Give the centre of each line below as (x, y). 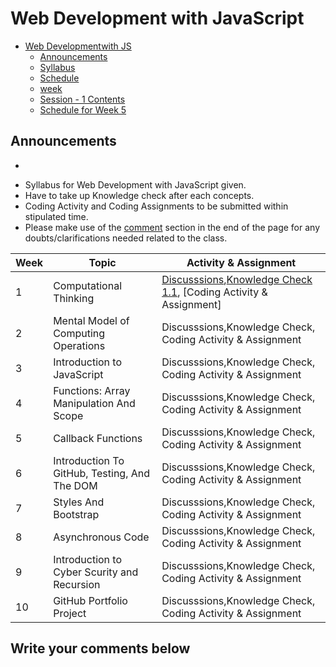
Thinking (74, 298)
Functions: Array (92, 390)
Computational (88, 285)
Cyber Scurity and (96, 572)
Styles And (79, 502)
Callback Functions (98, 438)
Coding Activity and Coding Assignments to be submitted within (156, 206)
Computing (79, 333)
